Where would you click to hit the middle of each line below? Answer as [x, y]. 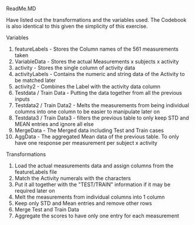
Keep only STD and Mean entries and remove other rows [83, 203]
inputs [22, 99]
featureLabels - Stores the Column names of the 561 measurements [97, 49]
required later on [35, 191]
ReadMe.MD [21, 9]
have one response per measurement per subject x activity [86, 143]
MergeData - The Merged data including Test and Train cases [89, 130]
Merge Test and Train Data [47, 209]
